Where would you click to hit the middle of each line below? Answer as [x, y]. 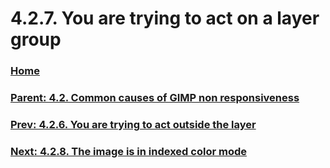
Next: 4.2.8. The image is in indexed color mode [128, 151]
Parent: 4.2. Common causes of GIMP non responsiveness [155, 98]
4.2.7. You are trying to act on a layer [165, 18]
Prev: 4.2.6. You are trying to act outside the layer [133, 124]
